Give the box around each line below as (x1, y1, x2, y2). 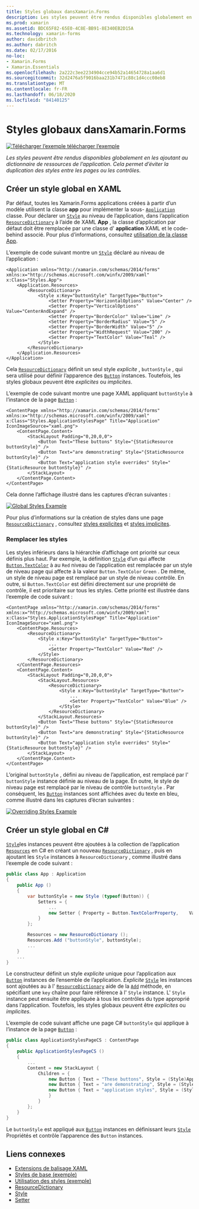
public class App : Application (6, 871, 86, 877)
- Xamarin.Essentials (6, 64, 60, 70)
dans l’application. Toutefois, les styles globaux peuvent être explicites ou (6, 1001, 186, 1009)
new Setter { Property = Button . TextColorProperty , (48, 910, 179, 916)
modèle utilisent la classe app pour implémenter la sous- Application (6, 206, 175, 213)
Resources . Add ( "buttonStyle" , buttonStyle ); (27, 937, 142, 943)
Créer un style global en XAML (6, 184, 121, 194)
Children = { (37, 1070, 70, 1076)
